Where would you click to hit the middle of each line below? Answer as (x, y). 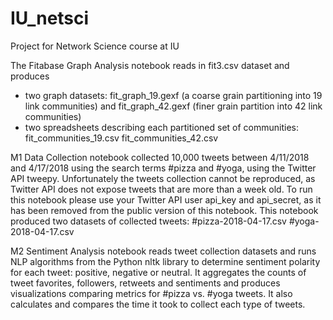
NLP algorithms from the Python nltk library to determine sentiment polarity (165, 261)
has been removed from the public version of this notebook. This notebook (164, 210)
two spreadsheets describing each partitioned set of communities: (162, 127)
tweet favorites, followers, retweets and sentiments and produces (145, 283)
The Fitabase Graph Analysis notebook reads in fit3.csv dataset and (150, 65)
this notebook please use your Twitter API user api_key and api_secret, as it (166, 199)
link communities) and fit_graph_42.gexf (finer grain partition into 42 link (173, 106)
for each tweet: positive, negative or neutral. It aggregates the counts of (158, 272)
